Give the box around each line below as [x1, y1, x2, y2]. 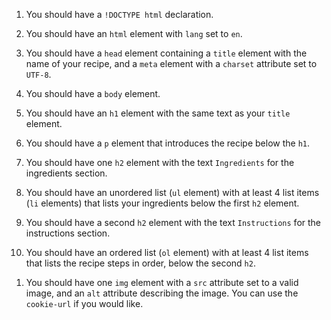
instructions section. [25, 227, 111, 239]
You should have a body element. [25, 88, 161, 99]
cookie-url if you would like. [25, 298, 144, 309]
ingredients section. [25, 167, 108, 179]
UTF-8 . [25, 69, 52, 80]
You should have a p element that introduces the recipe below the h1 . [25, 137, 311, 149]
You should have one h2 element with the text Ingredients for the [25, 157, 295, 168]
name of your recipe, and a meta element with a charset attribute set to [25, 58, 318, 69]
